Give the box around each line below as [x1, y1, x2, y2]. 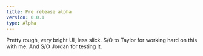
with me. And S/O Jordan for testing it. [6, 43, 102, 50]
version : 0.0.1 [6, 14, 45, 20]
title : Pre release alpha [6, 8, 72, 15]
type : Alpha [6, 20, 36, 26]
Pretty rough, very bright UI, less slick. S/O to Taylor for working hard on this [6, 37, 198, 44]
